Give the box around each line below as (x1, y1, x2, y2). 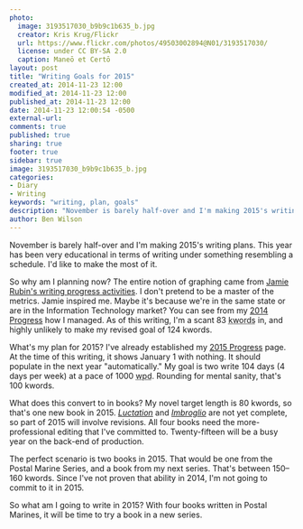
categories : (9, 172, 54, 181)
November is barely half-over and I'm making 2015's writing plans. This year (9, 239, 293, 250)
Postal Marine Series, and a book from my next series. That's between (9, 462, 271, 474)
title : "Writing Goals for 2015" (9, 72, 135, 81)
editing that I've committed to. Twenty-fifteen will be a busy (57, 426, 279, 437)
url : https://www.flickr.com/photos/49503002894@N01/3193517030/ (17, 38, 269, 48)
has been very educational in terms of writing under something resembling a (9, 249, 294, 260)
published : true (9, 131, 70, 140)
